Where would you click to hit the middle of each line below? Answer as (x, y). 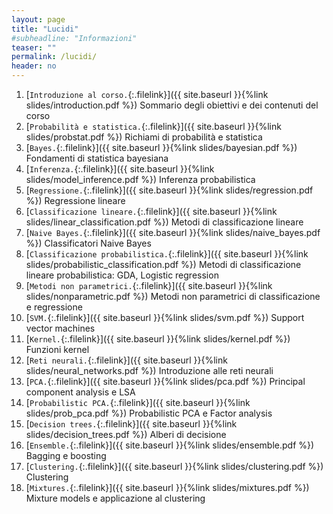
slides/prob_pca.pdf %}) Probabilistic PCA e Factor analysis (149, 413)
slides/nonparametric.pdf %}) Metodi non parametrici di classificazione (173, 296)
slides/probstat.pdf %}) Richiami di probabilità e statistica (144, 137)
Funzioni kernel (57, 349)
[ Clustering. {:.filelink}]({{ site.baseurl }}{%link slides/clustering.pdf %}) (174, 466)
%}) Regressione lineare (75, 200)
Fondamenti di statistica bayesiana (97, 158)
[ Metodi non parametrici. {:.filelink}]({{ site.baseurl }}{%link (149, 285)
